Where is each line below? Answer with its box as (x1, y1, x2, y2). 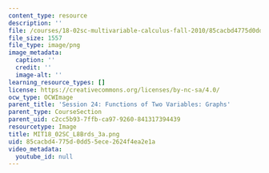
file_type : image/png (8, 41, 81, 49)
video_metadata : (8, 145, 62, 153)
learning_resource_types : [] (8, 78, 106, 86)
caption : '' (15, 57, 56, 65)
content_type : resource (8, 11, 88, 20)
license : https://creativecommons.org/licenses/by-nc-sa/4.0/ (8, 85, 220, 94)
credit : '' (15, 64, 52, 72)
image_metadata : (8, 49, 62, 57)
